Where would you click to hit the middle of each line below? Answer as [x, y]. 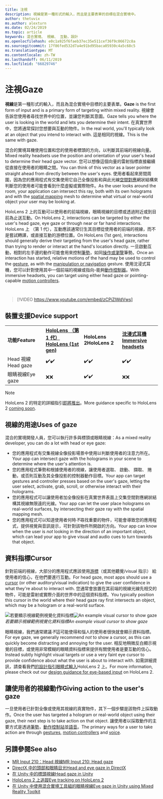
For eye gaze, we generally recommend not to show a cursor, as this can [78, 637]
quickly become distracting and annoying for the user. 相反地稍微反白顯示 [79, 643]
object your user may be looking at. [41, 202]
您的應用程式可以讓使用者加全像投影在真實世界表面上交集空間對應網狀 [82, 497]
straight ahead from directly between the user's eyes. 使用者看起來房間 [76, 174]
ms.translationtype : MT [29, 50]
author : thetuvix [23, 19]
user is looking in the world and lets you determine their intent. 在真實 [74, 122]
